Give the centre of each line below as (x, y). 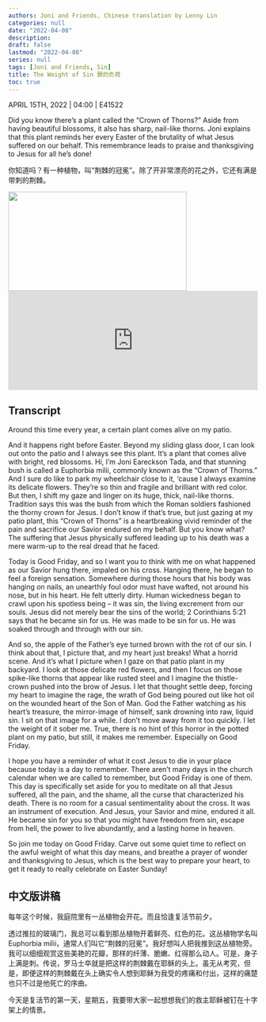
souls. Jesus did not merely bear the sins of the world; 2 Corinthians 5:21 (127, 613)
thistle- (227, 678)
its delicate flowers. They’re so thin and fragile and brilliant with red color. (128, 487)
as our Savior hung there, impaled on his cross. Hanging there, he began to (131, 570)
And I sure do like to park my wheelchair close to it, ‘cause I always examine (132, 479)
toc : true (25, 82)
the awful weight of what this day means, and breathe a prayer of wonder (128, 852)
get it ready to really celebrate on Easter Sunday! (88, 869)
